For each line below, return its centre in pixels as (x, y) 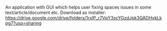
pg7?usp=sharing (23, 23)
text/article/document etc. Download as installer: (56, 12)
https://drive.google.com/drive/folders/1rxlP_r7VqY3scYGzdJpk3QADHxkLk (83, 18)
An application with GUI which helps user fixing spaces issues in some (78, 7)
